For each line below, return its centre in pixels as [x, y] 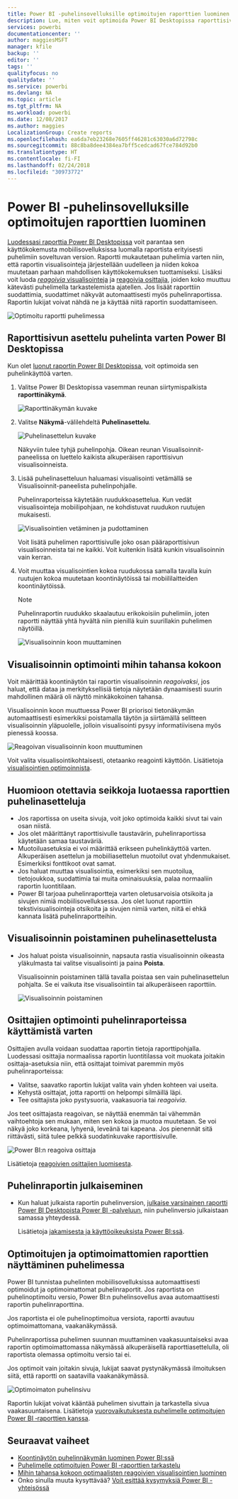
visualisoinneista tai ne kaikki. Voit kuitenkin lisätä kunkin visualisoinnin [121, 550]
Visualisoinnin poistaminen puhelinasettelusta [112, 938]
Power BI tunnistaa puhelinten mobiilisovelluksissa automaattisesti [104, 1282]
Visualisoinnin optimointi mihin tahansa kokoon [114, 664]
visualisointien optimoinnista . [50, 768]
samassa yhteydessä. [49, 1218]
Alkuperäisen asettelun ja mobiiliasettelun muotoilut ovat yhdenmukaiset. [124, 856]
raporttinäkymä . [42, 395]
